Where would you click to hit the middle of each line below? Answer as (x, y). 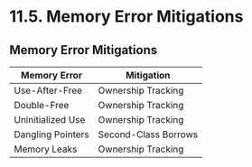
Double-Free (42, 105)
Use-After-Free (48, 90)
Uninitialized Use (50, 120)
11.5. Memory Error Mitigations (126, 17)
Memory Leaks (46, 149)
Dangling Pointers (52, 135)
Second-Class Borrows (148, 135)
